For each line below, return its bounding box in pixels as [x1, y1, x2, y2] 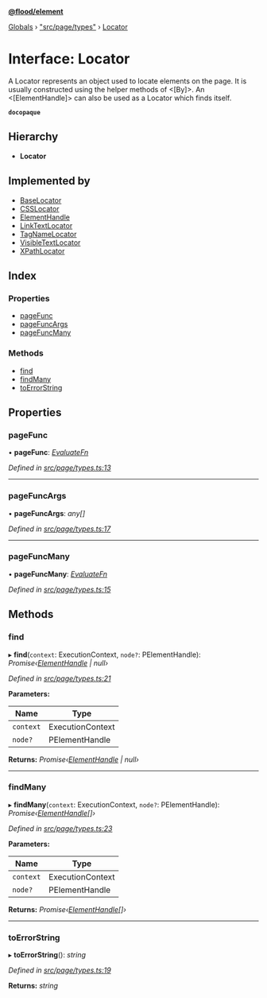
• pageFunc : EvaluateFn [8, 448, 89, 457]
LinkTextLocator [19, 220, 73, 230]
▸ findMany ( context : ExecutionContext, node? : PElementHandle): [8, 799, 220, 810]
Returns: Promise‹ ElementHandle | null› [8, 755, 139, 764]
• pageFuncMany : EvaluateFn [8, 569, 108, 579]
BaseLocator [19, 195, 62, 205]
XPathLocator [19, 246, 65, 255]
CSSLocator [19, 204, 60, 213]
